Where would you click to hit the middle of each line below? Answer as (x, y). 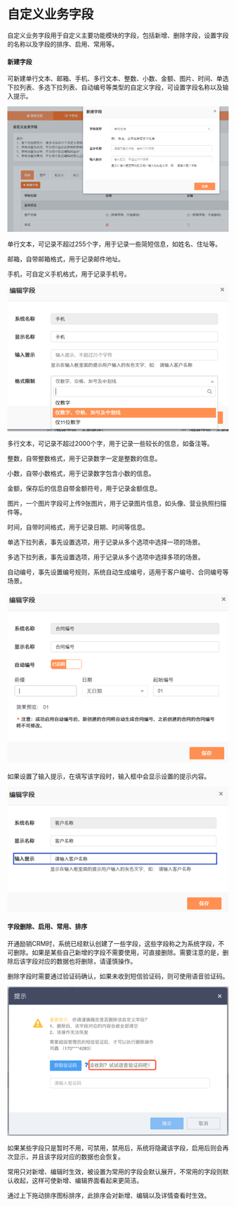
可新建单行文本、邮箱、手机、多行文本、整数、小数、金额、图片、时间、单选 (118, 79)
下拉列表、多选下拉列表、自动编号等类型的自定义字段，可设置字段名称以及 (115, 87)
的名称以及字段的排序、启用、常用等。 (63, 44)
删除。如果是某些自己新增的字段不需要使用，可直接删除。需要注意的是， (118, 952)
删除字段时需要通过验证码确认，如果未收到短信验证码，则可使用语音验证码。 (118, 976)
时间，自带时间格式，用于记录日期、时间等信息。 (78, 527)
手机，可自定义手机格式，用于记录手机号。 (69, 274)
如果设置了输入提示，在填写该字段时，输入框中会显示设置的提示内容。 (109, 776)
